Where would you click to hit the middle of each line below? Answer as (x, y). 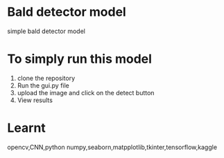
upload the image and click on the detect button (86, 92)
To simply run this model (80, 59)
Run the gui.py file (43, 85)
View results (35, 100)
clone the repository (46, 78)
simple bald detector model (46, 31)
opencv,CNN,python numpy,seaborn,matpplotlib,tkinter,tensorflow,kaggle (112, 147)
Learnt (27, 128)
